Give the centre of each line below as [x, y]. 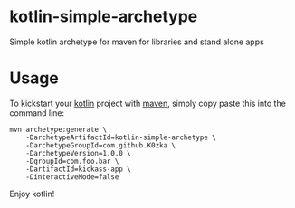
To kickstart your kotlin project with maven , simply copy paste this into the [148, 103]
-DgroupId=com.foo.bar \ [72, 161]
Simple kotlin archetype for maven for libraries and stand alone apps [137, 42]
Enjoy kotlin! [32, 194]
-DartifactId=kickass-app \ [78, 169]
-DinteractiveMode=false [72, 177]
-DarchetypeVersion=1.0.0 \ [78, 153]
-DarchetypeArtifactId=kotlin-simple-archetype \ [121, 137]
